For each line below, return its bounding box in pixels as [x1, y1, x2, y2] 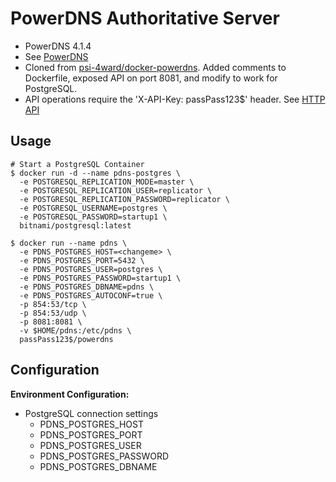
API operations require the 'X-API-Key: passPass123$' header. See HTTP [24, 93, 326, 105]
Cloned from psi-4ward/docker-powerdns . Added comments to [24, 61, 287, 73]
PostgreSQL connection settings [24, 407, 159, 419]
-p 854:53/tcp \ [19, 299, 87, 309]
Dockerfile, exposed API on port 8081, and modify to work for [24, 72, 278, 84]
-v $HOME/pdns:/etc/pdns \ [19, 325, 132, 336]
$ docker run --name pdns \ [10, 238, 128, 248]
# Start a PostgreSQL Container [10, 159, 145, 169]
